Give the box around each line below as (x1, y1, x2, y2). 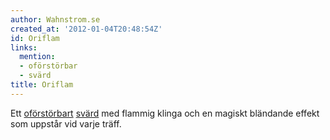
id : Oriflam (10, 33, 60, 43)
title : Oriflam (10, 80, 74, 90)
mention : (19, 52, 56, 62)
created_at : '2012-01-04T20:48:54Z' (10, 24, 163, 34)
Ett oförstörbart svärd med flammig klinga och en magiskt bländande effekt (10, 107, 320, 119)
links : (10, 42, 38, 53)
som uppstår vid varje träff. (10, 117, 122, 130)
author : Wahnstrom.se (10, 14, 101, 25)
